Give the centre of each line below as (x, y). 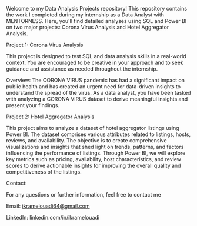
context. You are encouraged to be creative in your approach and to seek (95, 62)
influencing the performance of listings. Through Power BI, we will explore (96, 153)
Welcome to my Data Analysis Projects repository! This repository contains (96, 9)
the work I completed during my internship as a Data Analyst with (85, 15)
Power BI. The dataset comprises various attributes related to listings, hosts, (98, 134)
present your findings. (33, 105)
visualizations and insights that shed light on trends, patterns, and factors (95, 147)
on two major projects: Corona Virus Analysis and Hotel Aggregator (88, 27)
